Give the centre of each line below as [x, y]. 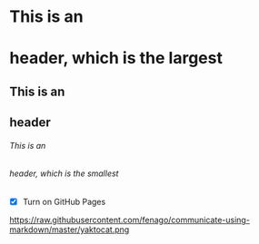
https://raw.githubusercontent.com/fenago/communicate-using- [129, 220]
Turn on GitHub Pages [64, 201]
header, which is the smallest [64, 173]
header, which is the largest [116, 59]
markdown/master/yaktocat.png [70, 229]
